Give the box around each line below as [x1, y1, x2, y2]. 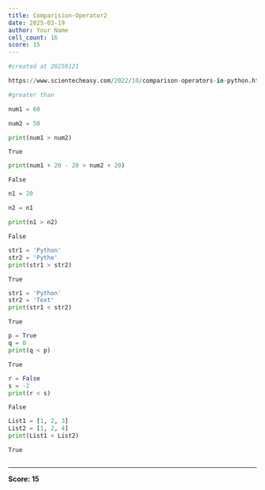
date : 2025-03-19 [8, 19, 65, 27]
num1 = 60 [8, 105, 41, 113]
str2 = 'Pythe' [8, 253, 58, 261]
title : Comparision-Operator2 [8, 11, 108, 20]
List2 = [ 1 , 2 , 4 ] [8, 425, 69, 432]
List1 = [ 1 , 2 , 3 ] [8, 417, 69, 425]
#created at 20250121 [8, 62, 80, 71]
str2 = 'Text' [8, 297, 55, 305]
